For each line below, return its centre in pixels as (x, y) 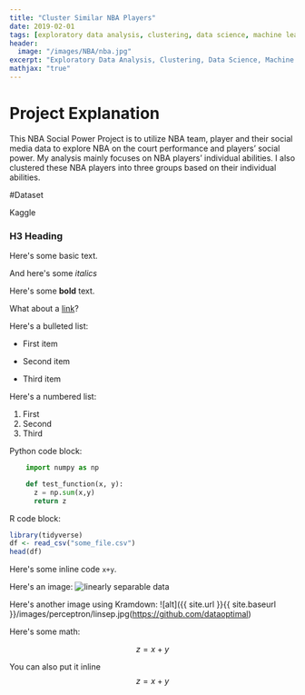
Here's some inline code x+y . (63, 570)
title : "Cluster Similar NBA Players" (83, 18)
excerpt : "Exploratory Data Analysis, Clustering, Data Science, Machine (152, 60)
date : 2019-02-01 (42, 26)
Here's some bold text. (52, 291)
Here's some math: (45, 631)
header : (24, 43)
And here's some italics (54, 273)
